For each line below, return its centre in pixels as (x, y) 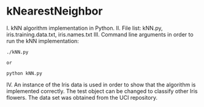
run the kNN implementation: (43, 41)
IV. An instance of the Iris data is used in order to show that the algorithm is (101, 85)
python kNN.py (25, 73)
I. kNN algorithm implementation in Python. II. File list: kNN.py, (85, 28)
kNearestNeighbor (55, 11)
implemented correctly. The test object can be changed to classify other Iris (102, 91)
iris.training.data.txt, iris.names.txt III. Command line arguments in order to (100, 34)
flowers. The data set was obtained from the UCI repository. (82, 97)
